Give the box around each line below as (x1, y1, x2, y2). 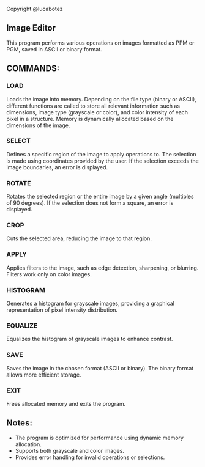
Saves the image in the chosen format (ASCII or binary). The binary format (6, 364, 194, 372)
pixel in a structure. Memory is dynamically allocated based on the (6, 115, 174, 122)
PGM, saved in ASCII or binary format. (6, 45, 102, 53)
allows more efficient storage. (6, 371, 81, 378)
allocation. (15, 440, 42, 448)
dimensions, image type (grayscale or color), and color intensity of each (6, 108, 188, 116)
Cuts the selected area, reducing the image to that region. (6, 235, 152, 242)
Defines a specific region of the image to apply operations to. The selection (6, 150, 197, 158)
